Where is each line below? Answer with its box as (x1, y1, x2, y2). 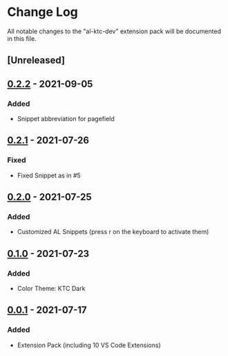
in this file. (7, 34, 37, 42)
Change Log (7, 4, 78, 20)
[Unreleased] (7, 55, 66, 66)
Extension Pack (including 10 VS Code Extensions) (17, 341, 161, 349)
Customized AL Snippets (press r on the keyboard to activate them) (17, 228, 209, 236)
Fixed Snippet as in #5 (17, 171, 81, 179)
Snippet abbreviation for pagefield (17, 115, 115, 123)
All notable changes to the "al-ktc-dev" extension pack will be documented (7, 27, 221, 35)
